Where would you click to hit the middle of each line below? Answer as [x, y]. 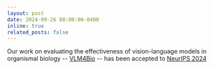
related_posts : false [38, 32]
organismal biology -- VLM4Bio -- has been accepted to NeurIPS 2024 [107, 59]
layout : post [26, 13]
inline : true [26, 26]
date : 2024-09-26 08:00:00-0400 [53, 20]
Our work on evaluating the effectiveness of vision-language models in [107, 51]
